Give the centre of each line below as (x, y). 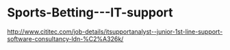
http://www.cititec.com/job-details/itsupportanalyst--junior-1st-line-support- (115, 32)
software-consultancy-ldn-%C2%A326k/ (65, 38)
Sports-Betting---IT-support (90, 13)
